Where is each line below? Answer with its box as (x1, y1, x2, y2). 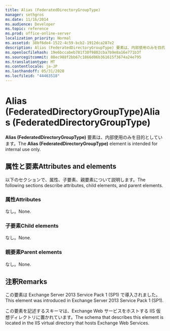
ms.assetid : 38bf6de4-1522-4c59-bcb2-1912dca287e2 (5, 41, 114, 46)
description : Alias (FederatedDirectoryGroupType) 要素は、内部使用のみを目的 (5, 45, 165, 50)
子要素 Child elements (5, 222, 59, 229)
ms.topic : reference (5, 26, 49, 31)
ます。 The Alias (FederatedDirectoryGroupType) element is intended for (5, 140, 158, 146)
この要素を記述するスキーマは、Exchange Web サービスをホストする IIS (5, 308, 155, 314)
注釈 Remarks (5, 277, 48, 286)
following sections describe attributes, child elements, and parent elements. (5, 182, 163, 188)
